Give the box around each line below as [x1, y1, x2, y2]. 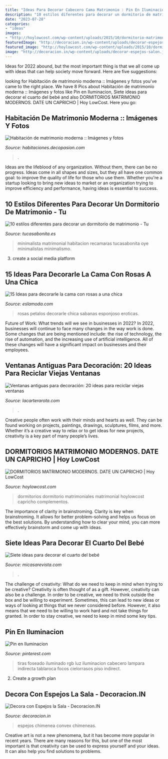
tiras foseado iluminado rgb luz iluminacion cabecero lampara [17, 660, 145, 666]
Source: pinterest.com [5, 651, 51, 657]
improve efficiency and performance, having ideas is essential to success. [5, 185, 158, 191]
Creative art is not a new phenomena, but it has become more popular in [5, 732, 154, 738]
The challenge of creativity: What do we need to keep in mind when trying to [5, 581, 163, 587]
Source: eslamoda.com [5, 301, 53, 307]
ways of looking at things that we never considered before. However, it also [5, 602, 161, 609]
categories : [5, 21, 30, 27]
